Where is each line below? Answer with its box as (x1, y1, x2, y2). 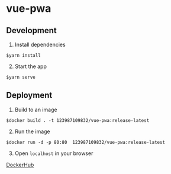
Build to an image (14, 106, 57, 113)
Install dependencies (14, 41, 66, 48)
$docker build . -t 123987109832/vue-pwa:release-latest (6, 117, 150, 123)
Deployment (6, 91, 53, 101)
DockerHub (6, 161, 34, 168)
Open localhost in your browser (14, 150, 93, 157)
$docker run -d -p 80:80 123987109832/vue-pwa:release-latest (6, 139, 166, 145)
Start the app (14, 63, 47, 70)
